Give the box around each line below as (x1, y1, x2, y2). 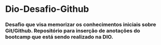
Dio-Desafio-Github (5, 3, 89, 15)
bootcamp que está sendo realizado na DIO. (5, 34, 113, 41)
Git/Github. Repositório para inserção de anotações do (5, 27, 140, 34)
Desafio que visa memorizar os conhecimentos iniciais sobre (5, 21, 156, 28)
